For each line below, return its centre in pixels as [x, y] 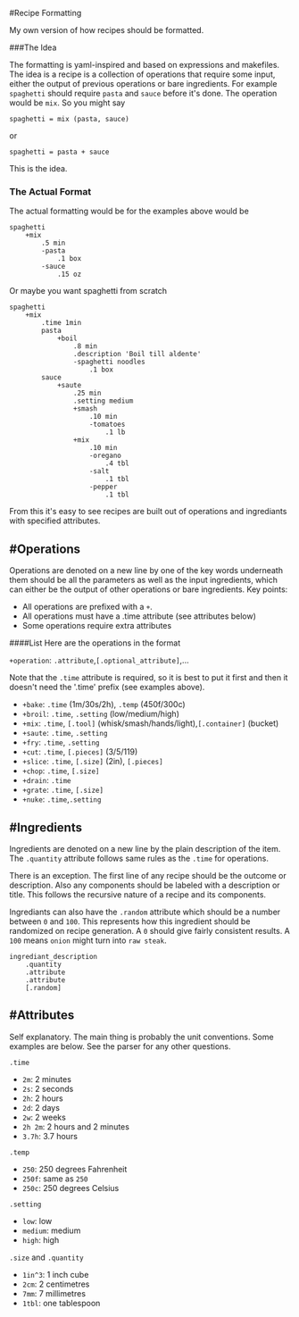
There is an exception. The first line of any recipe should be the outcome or [148, 875]
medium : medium [51, 1230]
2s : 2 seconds [48, 1088]
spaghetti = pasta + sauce [59, 152]
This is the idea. [38, 168]
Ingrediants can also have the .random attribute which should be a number [145, 912]
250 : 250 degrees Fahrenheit [75, 1169]
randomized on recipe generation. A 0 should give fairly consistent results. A [149, 930]
